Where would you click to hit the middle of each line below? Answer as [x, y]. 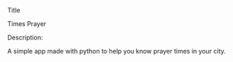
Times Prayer [27, 24]
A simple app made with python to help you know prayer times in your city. [116, 51]
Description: [25, 37]
